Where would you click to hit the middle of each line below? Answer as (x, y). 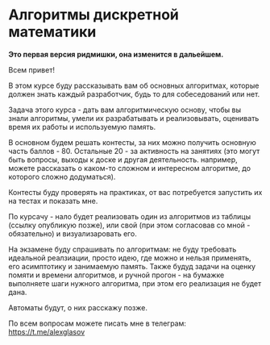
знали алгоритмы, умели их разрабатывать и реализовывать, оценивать (134, 118)
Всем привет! (31, 69)
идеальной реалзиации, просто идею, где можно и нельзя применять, (130, 258)
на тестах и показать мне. (53, 201)
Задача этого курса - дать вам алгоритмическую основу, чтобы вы (125, 110)
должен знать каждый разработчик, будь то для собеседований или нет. (134, 94)
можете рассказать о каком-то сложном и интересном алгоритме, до (130, 168)
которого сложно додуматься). (62, 177)
